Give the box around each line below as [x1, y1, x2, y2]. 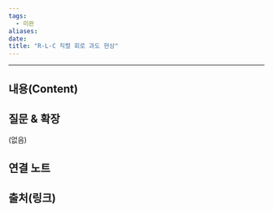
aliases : [8, 27, 38, 35]
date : [8, 34, 27, 43]
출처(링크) [8, 192, 57, 206]
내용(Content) [8, 82, 79, 96]
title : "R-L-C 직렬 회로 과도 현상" [8, 42, 119, 50]
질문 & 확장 [8, 111, 61, 126]
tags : [8, 11, 27, 20]
